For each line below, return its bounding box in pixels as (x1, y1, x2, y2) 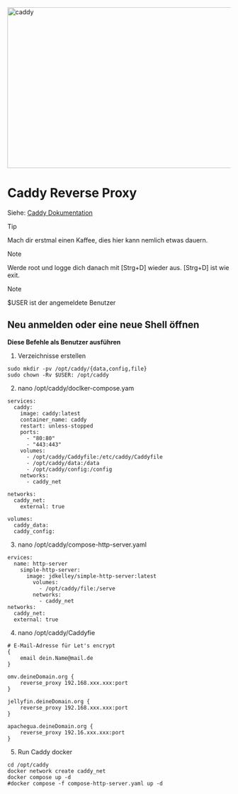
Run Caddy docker (17, 747, 73, 756)
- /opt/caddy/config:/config (25, 466, 113, 473)
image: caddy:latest (20, 410, 81, 417)
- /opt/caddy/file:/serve (38, 585, 115, 592)
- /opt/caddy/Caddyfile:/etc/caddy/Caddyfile (25, 453, 163, 460)
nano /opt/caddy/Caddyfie (17, 628, 96, 637)
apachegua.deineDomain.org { (7, 722, 93, 729)
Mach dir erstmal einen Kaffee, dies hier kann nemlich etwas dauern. (7, 235, 208, 244)
